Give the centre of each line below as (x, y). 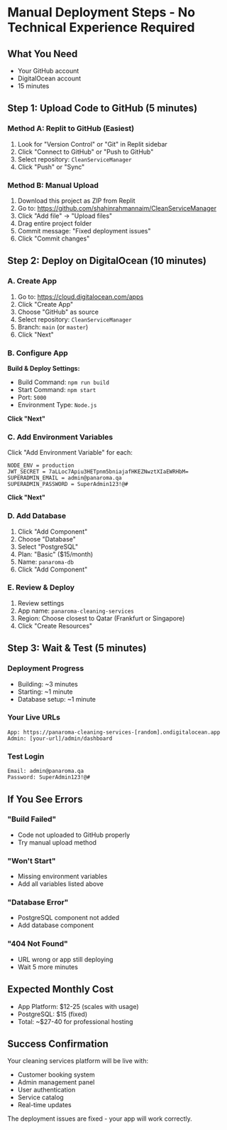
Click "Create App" (45, 304)
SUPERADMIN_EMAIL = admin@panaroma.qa (65, 478)
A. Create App (32, 281)
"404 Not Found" (38, 944)
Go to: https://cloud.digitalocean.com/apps (81, 297)
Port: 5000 (32, 397)
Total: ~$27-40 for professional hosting (75, 1021)
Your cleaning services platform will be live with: (78, 1061)
